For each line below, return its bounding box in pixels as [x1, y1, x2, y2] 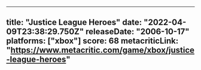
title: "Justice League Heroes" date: [6, 17, 142, 27]
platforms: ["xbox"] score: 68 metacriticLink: [6, 36, 179, 46]
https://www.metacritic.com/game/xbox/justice [10, 45, 195, 55]
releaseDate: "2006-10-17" [86, 27, 190, 37]
